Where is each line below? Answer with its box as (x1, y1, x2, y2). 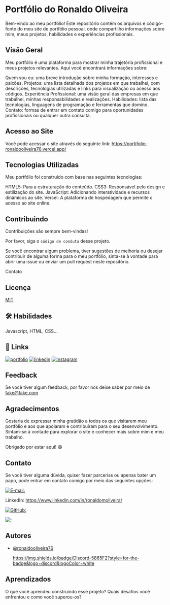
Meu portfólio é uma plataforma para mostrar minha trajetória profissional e (5, 59, 163, 65)
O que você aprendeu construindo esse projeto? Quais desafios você (5, 588, 150, 594)
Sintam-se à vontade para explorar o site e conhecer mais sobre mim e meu (5, 429, 164, 435)
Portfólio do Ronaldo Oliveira (5, 4, 128, 15)
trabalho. (5, 434, 24, 440)
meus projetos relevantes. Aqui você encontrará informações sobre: (5, 64, 148, 71)
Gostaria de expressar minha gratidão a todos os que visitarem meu (5, 418, 147, 424)
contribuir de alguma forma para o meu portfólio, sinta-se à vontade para (5, 253, 158, 259)
